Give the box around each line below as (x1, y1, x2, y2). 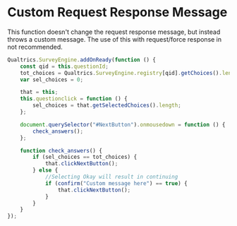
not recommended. (7, 42, 63, 51)
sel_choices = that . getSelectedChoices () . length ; (32, 102, 181, 109)
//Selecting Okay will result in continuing (44, 174, 178, 181)
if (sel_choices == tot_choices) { (32, 153, 138, 161)
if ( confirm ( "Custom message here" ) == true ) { (44, 179, 188, 187)
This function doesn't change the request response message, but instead (7, 28, 221, 36)
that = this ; (20, 89, 59, 96)
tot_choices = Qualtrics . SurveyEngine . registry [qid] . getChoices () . (20, 69, 222, 76)
